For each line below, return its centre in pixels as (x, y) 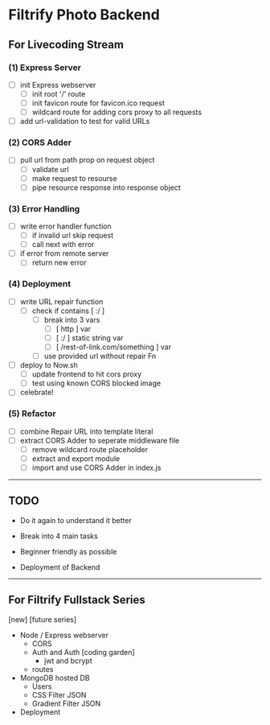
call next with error (63, 245)
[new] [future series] (43, 619)
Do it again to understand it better (76, 520)
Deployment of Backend (60, 567)
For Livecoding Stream (66, 45)
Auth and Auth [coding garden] (83, 652)
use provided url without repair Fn (100, 356)
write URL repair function (61, 301)
